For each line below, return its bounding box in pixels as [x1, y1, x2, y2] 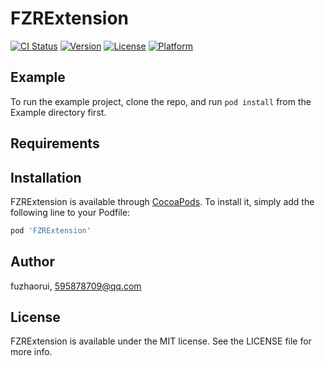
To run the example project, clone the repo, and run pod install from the [10, 95, 312, 107]
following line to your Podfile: [10, 206, 131, 218]
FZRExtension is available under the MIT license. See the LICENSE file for [10, 335, 312, 347]
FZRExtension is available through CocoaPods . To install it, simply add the [10, 195, 315, 207]
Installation [10, 169, 82, 186]
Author [10, 253, 55, 271]
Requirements [10, 135, 100, 152]
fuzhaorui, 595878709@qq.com [10, 280, 142, 292]
